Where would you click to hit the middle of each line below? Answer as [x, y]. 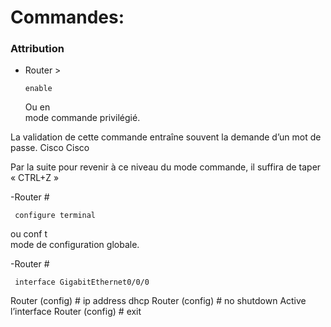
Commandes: [67, 17]
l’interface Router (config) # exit [76, 312]
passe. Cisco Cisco [50, 148]
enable [38, 89]
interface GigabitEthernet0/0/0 [82, 282]
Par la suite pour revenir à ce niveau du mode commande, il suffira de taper [166, 167]
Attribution [37, 49]
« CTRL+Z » [35, 178]
